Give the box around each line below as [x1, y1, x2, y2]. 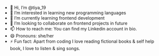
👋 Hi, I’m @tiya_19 [9, 5, 46, 10]
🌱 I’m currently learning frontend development [9, 15, 105, 21]
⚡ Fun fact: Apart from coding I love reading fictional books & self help [9, 38, 155, 44]
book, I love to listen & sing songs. [9, 46, 81, 51]
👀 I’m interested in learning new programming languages [9, 10, 126, 16]
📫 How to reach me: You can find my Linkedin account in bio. [9, 26, 137, 31]
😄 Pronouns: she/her [9, 33, 54, 39]
